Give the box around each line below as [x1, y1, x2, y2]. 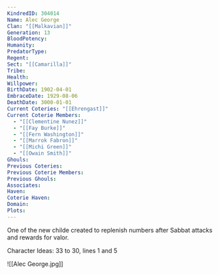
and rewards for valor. [7, 233, 70, 241]
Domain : [7, 201, 29, 208]
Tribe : [7, 67, 26, 74]
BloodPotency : [7, 36, 48, 42]
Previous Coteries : [7, 162, 63, 170]
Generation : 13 [7, 29, 51, 36]
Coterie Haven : [7, 194, 51, 202]
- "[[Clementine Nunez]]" [13, 118, 88, 125]
